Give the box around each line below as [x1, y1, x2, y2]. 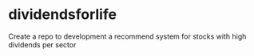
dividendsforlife [8, 6, 117, 24]
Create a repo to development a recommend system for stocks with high [8, 32, 247, 41]
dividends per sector [8, 39, 77, 49]
